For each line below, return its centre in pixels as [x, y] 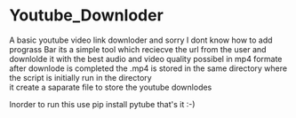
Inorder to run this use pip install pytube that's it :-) [102, 104]
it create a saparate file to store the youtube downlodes [111, 87]
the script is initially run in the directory [81, 77]
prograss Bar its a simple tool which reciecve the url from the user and [138, 49]
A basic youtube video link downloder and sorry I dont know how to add [141, 40]
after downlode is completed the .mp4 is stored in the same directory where [148, 68]
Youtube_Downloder [87, 16]
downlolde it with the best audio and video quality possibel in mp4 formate [146, 59]
